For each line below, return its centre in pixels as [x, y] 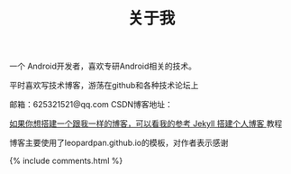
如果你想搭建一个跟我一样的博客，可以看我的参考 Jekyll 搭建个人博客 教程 [146, 124]
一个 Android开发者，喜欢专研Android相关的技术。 [103, 66]
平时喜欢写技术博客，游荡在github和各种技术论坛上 [104, 86]
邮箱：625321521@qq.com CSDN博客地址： [91, 105]
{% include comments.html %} [66, 161]
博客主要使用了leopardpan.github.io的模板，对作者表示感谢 [119, 143]
